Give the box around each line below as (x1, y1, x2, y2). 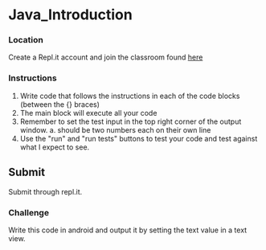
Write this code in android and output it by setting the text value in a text (8, 225, 248, 235)
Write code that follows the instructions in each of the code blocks (19, 91, 240, 100)
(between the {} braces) (19, 99, 100, 109)
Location (8, 35, 44, 46)
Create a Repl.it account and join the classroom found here (8, 52, 203, 62)
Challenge (8, 207, 50, 218)
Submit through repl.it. (8, 186, 83, 196)
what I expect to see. (19, 142, 90, 152)
